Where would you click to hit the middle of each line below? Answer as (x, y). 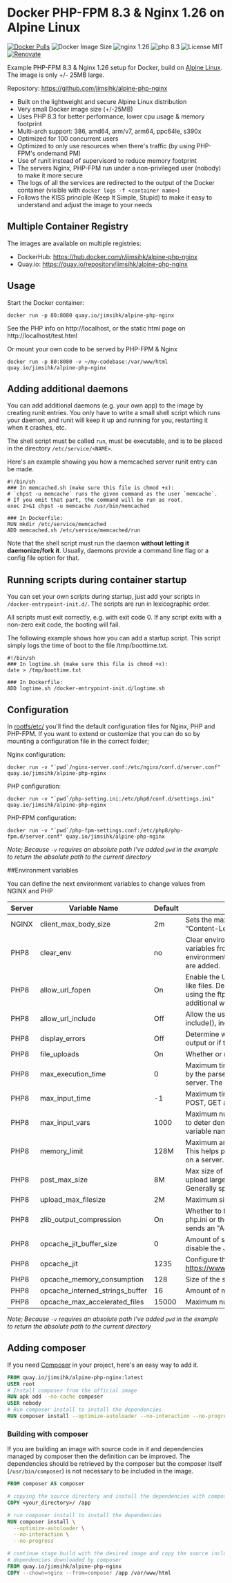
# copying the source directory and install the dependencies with (106, 1496)
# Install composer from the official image (72, 1390)
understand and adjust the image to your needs (85, 204)
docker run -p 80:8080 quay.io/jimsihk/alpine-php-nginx (91, 315)
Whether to (204, 1211)
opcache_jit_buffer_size (79, 1244)
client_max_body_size (75, 924)
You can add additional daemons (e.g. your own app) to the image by (105, 405)
